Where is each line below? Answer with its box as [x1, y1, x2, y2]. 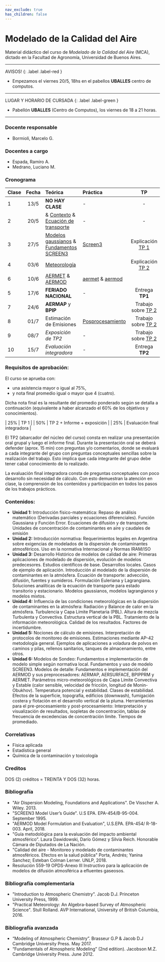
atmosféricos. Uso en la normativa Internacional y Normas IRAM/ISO [12, 546, 151, 552]
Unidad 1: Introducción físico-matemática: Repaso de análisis [12, 509, 137, 515]
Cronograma [5, 176, 36, 183]
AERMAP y [45, 301, 71, 308]
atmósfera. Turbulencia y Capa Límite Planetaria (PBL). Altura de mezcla [12, 609, 159, 615]
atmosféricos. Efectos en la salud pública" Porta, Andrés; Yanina [12, 852, 143, 858]
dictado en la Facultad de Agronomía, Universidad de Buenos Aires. [5, 55, 142, 61]
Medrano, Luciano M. [12, 164, 55, 170]
